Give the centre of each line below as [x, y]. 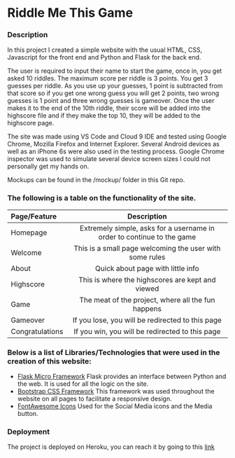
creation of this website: [50, 361]
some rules [147, 257]
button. [28, 414]
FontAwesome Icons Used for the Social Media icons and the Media [115, 406]
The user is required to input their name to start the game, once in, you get [115, 71]
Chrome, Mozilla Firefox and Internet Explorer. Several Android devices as [114, 144]
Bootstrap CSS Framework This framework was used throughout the [116, 391]
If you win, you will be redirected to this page [147, 331]
